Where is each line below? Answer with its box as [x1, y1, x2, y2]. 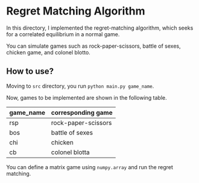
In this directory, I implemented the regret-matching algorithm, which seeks [6, 24, 194, 31]
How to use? [6, 66, 54, 77]
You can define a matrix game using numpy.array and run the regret [6, 163, 174, 170]
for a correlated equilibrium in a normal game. [6, 30, 120, 37]
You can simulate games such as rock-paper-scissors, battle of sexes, [6, 42, 181, 50]
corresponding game [51, 108, 113, 117]
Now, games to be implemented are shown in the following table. [6, 94, 167, 101]
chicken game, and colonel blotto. [6, 48, 90, 56]
